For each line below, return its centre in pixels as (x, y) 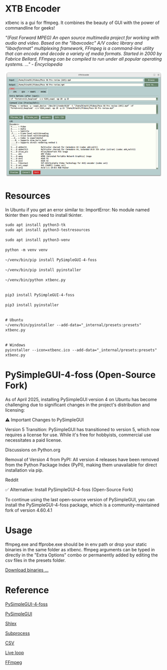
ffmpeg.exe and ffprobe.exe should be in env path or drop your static (76, 544)
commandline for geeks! (30, 28)
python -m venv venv (27, 250)
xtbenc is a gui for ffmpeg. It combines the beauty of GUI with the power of (82, 23)
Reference (27, 590)
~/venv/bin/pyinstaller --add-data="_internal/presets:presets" (73, 325)
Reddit (12, 480)
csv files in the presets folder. (36, 560)
